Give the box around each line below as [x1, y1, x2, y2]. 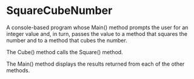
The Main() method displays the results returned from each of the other [6, 60, 185, 67]
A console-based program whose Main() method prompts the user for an [6, 24, 189, 31]
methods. [6, 66, 30, 74]
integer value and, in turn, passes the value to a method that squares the [6, 30, 188, 37]
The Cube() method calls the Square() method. [6, 48, 123, 55]
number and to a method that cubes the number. [6, 36, 127, 44]
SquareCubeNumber [6, 4, 113, 18]
